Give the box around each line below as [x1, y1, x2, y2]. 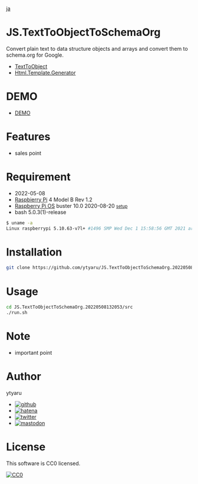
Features [6, 130, 51, 143]
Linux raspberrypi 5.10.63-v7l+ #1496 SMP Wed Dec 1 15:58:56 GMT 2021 [6, 225, 186, 231]
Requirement [6, 171, 71, 184]
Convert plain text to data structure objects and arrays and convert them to [6, 45, 189, 52]
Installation [6, 245, 62, 259]
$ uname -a [6, 220, 33, 226]
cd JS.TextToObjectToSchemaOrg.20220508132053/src [6, 304, 133, 310]
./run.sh [6, 310, 28, 316]
